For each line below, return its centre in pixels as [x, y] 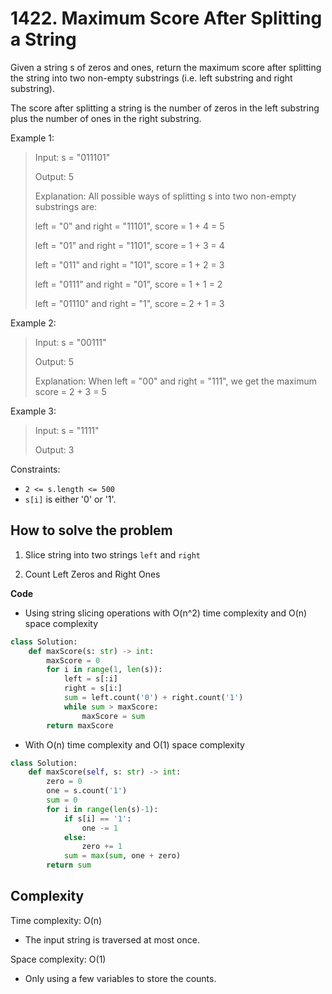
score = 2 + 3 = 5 [70, 391]
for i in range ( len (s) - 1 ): [102, 809]
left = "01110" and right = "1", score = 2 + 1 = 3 [129, 303]
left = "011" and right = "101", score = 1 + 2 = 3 [129, 264]
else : [75, 837]
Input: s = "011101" [72, 157]
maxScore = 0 [73, 660]
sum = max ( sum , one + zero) [122, 856]
